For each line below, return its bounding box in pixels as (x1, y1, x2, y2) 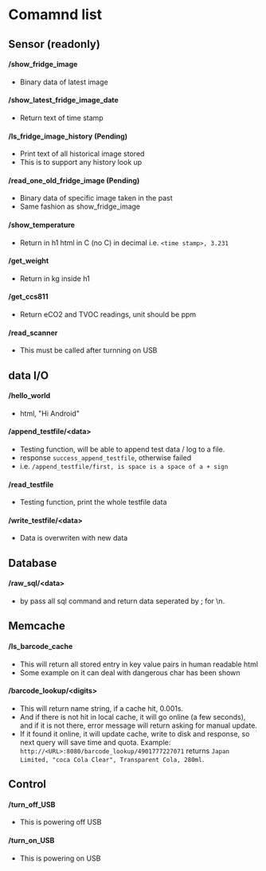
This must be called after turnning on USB (19, 346, 158, 355)
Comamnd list (8, 6, 103, 24)
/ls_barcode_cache (8, 641, 73, 650)
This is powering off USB (19, 818, 102, 827)
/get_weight (8, 256, 49, 266)
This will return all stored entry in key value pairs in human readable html (19, 659, 259, 669)
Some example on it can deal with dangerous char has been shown (19, 667, 241, 678)
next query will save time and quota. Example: (19, 737, 171, 747)
